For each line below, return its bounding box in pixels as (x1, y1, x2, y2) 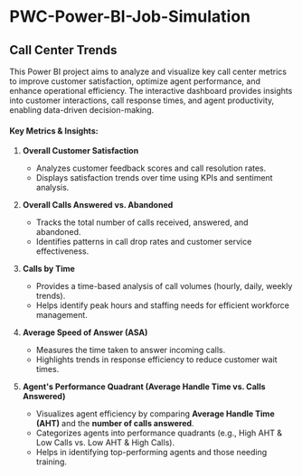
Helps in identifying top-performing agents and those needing (35, 447, 268, 458)
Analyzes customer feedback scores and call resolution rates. (35, 163, 267, 173)
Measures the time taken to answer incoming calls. (35, 345, 226, 356)
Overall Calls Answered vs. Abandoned (22, 200, 174, 210)
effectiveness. (35, 246, 90, 257)
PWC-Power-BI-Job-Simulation (9, 6, 251, 27)
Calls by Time (22, 264, 75, 275)
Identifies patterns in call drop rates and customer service (35, 237, 252, 247)
